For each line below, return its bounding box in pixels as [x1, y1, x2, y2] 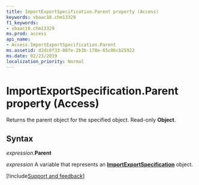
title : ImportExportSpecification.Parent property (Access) [6, 8, 160, 15]
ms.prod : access [6, 31, 47, 37]
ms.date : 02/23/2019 [6, 53, 58, 59]
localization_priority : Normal [6, 58, 84, 64]
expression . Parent [6, 149, 52, 156]
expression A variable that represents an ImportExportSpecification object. [6, 161, 193, 168]
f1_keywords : [6, 20, 39, 26]
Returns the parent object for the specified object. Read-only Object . [6, 117, 176, 124]
